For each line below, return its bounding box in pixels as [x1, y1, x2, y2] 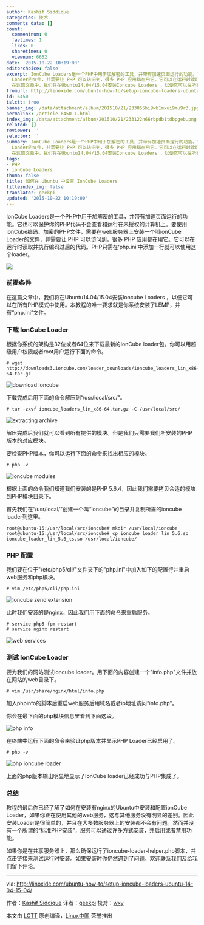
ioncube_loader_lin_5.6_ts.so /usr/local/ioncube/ [6, 536, 137, 542]
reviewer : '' [6, 128, 39, 134]
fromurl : [6, 88, 29, 94]
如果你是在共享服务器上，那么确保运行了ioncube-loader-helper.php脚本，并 [6, 847, 196, 854]
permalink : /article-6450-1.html [6, 111, 91, 117]
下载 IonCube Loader [6, 326, 69, 334]
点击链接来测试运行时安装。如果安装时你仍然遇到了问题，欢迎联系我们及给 [6, 855, 192, 862]
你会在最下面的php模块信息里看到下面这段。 [6, 712, 117, 720]
